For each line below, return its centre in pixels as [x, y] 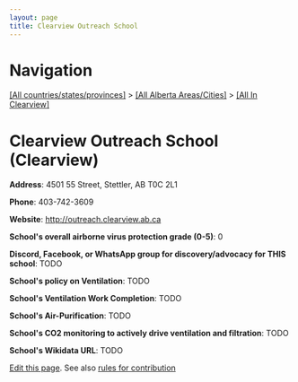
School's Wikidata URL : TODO [66, 351]
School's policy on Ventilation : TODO [80, 281]
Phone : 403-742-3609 [52, 202]
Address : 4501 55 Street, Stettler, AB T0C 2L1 [93, 185]
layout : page [34, 17]
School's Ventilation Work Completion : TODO [96, 299]
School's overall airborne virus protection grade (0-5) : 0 [116, 237]
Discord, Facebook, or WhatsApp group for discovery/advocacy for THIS [148, 254]
